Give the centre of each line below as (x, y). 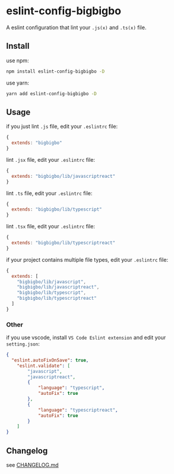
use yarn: (18, 83)
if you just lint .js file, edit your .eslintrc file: (62, 127)
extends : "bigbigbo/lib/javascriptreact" (64, 176)
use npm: (18, 60)
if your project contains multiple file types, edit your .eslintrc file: (87, 259)
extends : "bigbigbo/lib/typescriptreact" (64, 243)
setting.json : (23, 344)
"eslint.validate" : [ (43, 366)
